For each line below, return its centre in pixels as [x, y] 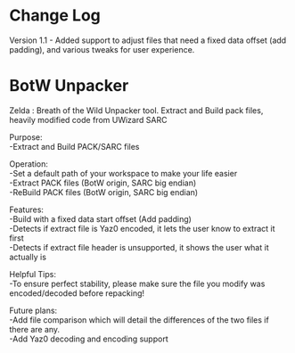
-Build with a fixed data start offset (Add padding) [100, 218]
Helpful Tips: [33, 274]
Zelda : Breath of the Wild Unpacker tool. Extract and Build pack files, [136, 110]
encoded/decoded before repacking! [77, 293]
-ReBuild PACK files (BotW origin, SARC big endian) [104, 192]
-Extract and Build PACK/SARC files [74, 146]
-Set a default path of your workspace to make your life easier [123, 173]
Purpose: [26, 137]
